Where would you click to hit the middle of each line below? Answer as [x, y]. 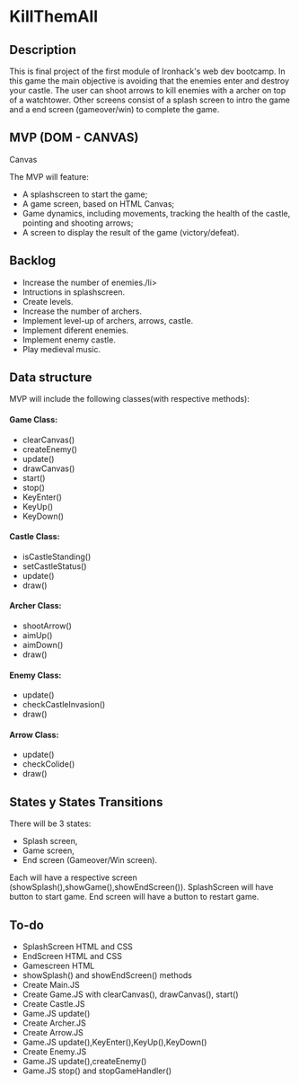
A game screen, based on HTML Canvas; [98, 203]
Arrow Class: [34, 734]
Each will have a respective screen [73, 877]
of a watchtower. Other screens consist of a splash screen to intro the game [149, 100]
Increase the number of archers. [82, 311]
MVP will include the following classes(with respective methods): [129, 399]
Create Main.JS [51, 985]
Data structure [51, 378]
